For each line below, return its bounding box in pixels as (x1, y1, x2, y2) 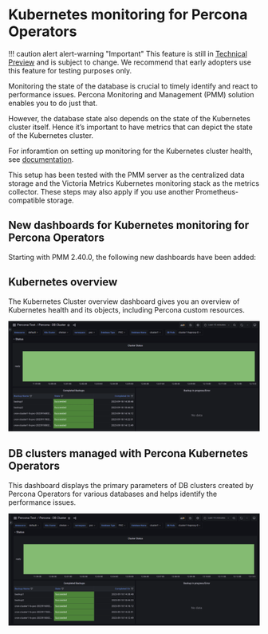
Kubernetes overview (8, 275, 118, 289)
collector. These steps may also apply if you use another (8, 187, 194, 196)
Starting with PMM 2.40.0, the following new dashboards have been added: (8, 252, 257, 262)
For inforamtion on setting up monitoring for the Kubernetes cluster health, (8, 146, 254, 156)
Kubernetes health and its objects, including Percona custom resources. (8, 305, 245, 314)
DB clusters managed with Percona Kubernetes (8, 447, 249, 460)
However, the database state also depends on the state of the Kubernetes (8, 113, 251, 123)
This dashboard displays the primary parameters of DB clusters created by (8, 480, 254, 490)
